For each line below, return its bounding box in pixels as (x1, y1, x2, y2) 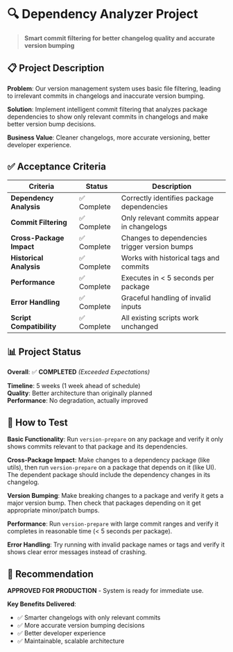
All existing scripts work (121, 312, 199, 322)
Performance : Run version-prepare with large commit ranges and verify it (7, 519, 219, 528)
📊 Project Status (7, 346, 82, 358)
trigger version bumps (121, 242, 193, 251)
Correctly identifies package (121, 193, 214, 203)
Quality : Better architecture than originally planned (7, 389, 153, 397)
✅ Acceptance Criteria (7, 161, 106, 173)
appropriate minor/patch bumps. (7, 506, 100, 515)
